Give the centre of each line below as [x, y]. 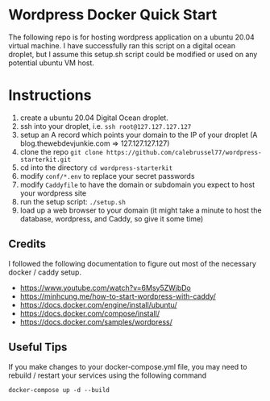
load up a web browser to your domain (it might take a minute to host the [141, 210]
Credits [27, 244]
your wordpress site [53, 193]
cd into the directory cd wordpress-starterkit [96, 167]
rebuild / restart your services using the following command [108, 375]
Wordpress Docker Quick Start [113, 15]
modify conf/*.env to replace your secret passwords [107, 176]
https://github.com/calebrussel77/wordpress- [184, 152]
